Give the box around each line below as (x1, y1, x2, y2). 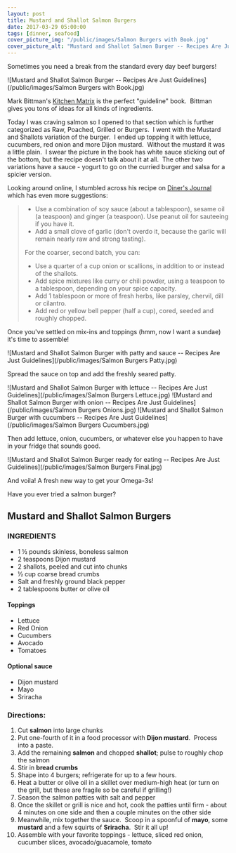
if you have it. (34, 220, 74, 228)
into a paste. (17, 741, 54, 750)
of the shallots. (34, 270, 79, 277)
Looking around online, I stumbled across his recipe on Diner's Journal (7, 184, 212, 192)
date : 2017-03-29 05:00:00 (7, 23, 86, 30)
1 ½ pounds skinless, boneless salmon (17, 547, 129, 555)
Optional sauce (7, 662, 53, 670)
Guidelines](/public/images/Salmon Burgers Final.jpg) (7, 463, 163, 471)
